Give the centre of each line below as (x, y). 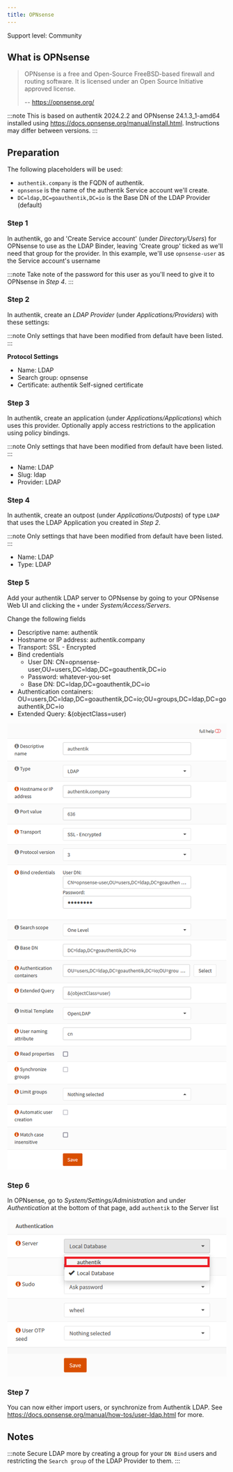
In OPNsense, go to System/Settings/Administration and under (97, 1201)
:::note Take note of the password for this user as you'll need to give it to (111, 274)
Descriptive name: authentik (58, 632)
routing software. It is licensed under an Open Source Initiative (114, 82)
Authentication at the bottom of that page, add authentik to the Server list (113, 1208)
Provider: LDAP (39, 482)
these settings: (29, 322)
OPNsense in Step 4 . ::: (41, 282)
